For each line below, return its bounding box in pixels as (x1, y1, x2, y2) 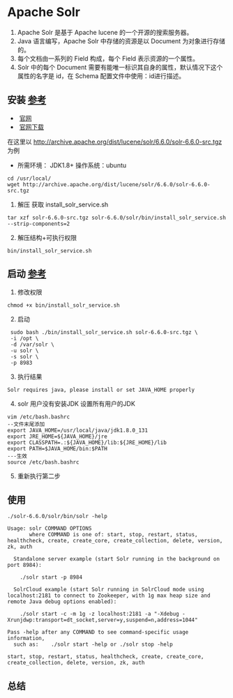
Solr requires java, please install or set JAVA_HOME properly (7, 386, 195, 393)
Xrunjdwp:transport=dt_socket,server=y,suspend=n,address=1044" (7, 616, 198, 624)
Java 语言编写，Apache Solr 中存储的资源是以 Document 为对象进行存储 (17, 36, 225, 45)
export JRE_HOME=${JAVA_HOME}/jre (7, 433, 108, 440)
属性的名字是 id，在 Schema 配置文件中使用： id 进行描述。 (17, 71, 186, 80)
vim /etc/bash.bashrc (7, 413, 70, 420)
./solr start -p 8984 (20, 574, 82, 581)
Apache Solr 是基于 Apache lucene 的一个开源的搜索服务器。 (17, 28, 193, 36)
